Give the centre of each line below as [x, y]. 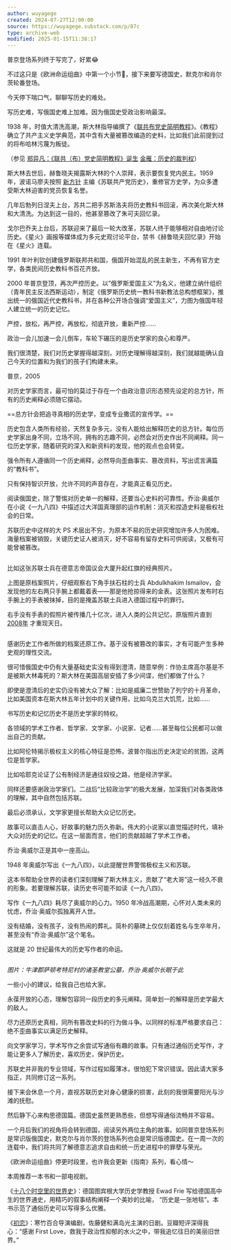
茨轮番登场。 [25, 83]
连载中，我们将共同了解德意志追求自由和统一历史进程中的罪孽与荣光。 [107, 1147]
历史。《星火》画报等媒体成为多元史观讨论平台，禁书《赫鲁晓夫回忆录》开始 [114, 237]
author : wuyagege [32, 13]
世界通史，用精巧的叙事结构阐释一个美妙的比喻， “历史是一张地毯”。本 [119, 1200]
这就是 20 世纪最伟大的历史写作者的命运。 [67, 949]
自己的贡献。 [31, 737]
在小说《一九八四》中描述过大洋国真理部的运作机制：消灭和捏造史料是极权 [112, 507]
